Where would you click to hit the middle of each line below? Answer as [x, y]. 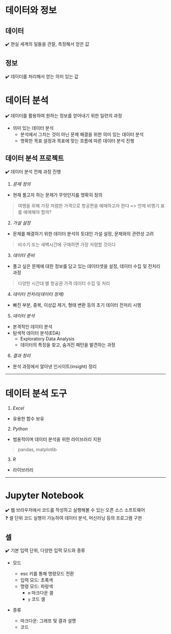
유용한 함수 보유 [28, 419]
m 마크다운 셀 [40, 593]
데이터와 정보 [31, 10]
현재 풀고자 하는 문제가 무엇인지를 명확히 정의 [58, 195]
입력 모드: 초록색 [37, 580]
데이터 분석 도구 [36, 393]
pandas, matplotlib [37, 449]
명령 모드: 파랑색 [37, 587]
